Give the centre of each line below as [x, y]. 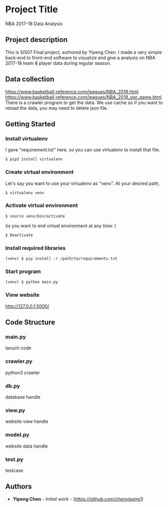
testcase [14, 470]
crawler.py [19, 361]
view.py [15, 410]
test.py [15, 459]
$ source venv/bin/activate [35, 216]
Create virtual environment [40, 172]
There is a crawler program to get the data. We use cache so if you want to [84, 102]
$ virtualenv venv [25, 193]
